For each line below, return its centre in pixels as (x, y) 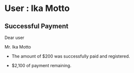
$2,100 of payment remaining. (41, 66)
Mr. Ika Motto (18, 47)
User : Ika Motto (37, 8)
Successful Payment (36, 26)
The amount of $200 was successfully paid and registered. (71, 56)
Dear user (15, 37)
